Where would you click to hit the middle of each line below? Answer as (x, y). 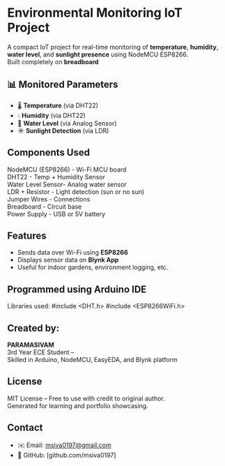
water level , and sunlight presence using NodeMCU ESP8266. (98, 54)
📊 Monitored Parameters (63, 85)
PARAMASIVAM (31, 345)
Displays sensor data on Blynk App (68, 260)
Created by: (33, 328)
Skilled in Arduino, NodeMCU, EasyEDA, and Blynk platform (92, 360)
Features (27, 235)
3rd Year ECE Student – (41, 352)
